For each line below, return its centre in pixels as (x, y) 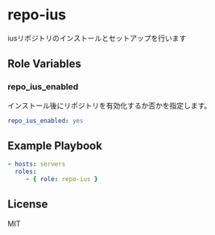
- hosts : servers (37, 164)
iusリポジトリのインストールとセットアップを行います (97, 38)
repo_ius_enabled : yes (45, 121)
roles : (26, 172)
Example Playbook (55, 145)
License (28, 204)
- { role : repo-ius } (62, 179)
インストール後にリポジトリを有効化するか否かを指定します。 (110, 105)
